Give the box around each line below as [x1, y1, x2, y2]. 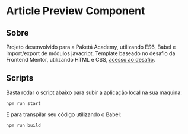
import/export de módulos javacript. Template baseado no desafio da [6, 50, 176, 57]
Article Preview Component [6, 4, 145, 18]
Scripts [6, 73, 34, 84]
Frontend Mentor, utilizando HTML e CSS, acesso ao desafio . [6, 56, 155, 63]
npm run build [6, 122, 42, 128]
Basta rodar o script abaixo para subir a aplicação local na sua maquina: [6, 89, 183, 96]
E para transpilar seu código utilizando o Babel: [6, 111, 122, 118]
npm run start [6, 100, 42, 106]
